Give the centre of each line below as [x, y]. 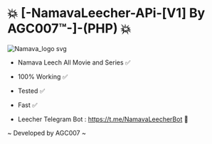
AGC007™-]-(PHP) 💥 [69, 29]
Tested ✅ [31, 91]
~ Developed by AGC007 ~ [47, 133]
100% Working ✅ [43, 77]
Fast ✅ [27, 105]
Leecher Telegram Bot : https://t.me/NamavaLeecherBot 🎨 [103, 119]
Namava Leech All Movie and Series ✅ [74, 62]
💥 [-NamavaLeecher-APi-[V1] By [106, 13]
